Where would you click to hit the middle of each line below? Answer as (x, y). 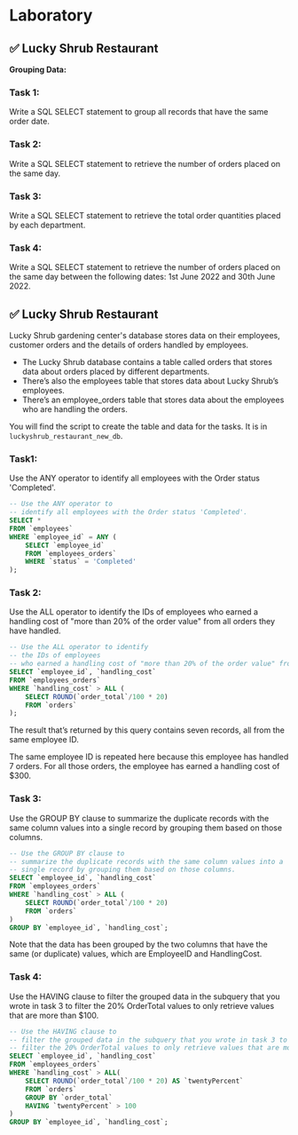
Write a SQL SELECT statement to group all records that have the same (139, 112)
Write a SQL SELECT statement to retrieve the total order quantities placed (145, 215)
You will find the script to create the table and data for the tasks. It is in (138, 426)
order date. (30, 122)
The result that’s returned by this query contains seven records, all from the (147, 730)
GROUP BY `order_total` (69, 1098)
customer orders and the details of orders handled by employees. (129, 345)
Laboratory (51, 16)
